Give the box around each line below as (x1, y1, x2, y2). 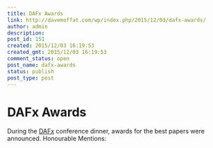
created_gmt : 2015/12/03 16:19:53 (7, 49, 108, 56)
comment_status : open (7, 55, 70, 62)
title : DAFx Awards (7, 10, 64, 17)
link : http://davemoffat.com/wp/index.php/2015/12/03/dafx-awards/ (7, 17, 207, 24)
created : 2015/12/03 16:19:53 (7, 42, 95, 49)
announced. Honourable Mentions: (7, 134, 107, 142)
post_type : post (7, 74, 54, 82)
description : (7, 29, 45, 37)
